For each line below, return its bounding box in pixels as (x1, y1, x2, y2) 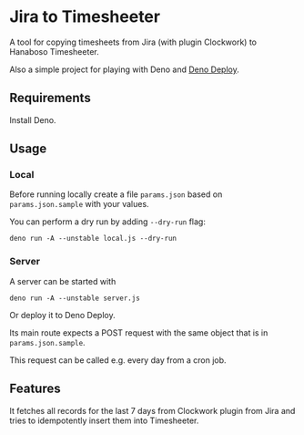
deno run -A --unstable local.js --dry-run (9, 234, 177, 243)
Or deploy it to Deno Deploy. (9, 309, 116, 320)
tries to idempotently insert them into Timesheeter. (9, 415, 199, 426)
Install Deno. (9, 114, 56, 125)
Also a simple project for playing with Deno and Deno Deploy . (9, 64, 239, 75)
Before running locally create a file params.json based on (9, 189, 223, 200)
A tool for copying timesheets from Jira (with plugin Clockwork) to (9, 36, 258, 47)
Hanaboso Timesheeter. (9, 46, 99, 57)
